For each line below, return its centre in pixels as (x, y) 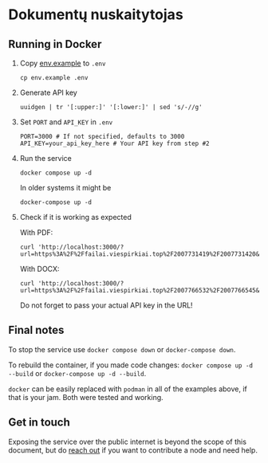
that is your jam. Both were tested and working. (86, 397)
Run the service (45, 158)
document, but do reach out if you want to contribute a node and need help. (133, 450)
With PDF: (36, 232)
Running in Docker (55, 44)
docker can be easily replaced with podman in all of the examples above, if (128, 389)
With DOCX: (39, 269)
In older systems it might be (65, 188)
